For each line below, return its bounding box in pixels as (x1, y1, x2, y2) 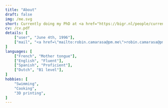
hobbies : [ (5, 77, 28, 82)
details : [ (5, 30, 28, 35)
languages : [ (5, 49, 32, 54)
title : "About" (5, 7, 37, 12)
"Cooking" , (14, 86, 37, 91)
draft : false (5, 12, 32, 17)
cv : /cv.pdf (5, 26, 30, 31)
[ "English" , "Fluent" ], (14, 58, 64, 63)
